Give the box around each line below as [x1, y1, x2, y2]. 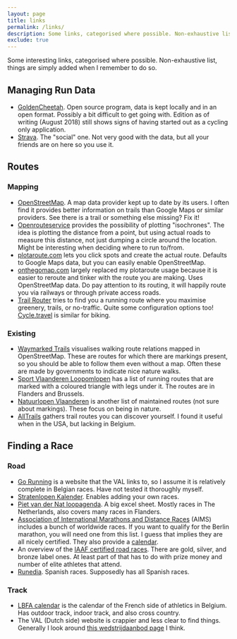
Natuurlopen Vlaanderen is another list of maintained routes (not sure [17, 397, 219, 405]
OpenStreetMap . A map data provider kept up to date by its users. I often [17, 198, 229, 206]
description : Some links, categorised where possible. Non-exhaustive [7, 30, 219, 37]
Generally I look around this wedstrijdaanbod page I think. [17, 623, 186, 632]
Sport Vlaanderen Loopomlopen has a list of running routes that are [17, 374, 214, 382]
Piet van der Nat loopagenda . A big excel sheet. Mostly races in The [17, 500, 215, 508]
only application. [17, 125, 66, 134]
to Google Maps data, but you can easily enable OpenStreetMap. [17, 258, 206, 266]
